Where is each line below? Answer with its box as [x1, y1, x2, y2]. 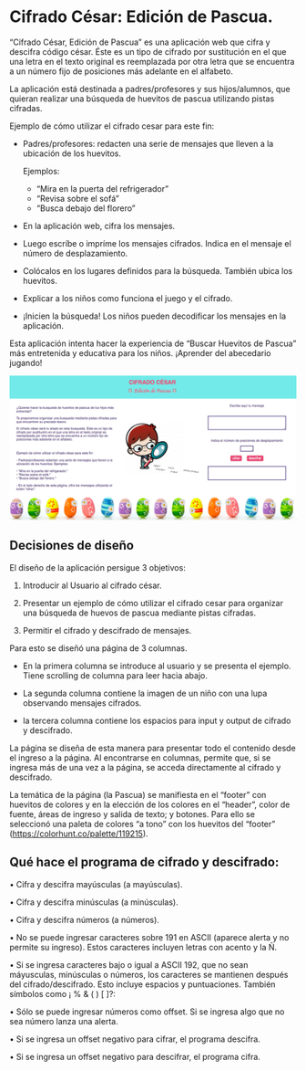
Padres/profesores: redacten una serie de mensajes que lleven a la [22, 138, 274, 149]
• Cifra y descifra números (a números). [9, 914, 159, 925]
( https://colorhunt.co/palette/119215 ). [9, 828, 148, 839]
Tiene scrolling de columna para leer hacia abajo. [22, 669, 208, 681]
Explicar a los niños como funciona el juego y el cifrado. [22, 292, 233, 303]
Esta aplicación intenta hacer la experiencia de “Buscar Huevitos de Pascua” [9, 338, 297, 349]
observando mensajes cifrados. [22, 697, 142, 709]
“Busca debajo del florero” [36, 203, 137, 214]
